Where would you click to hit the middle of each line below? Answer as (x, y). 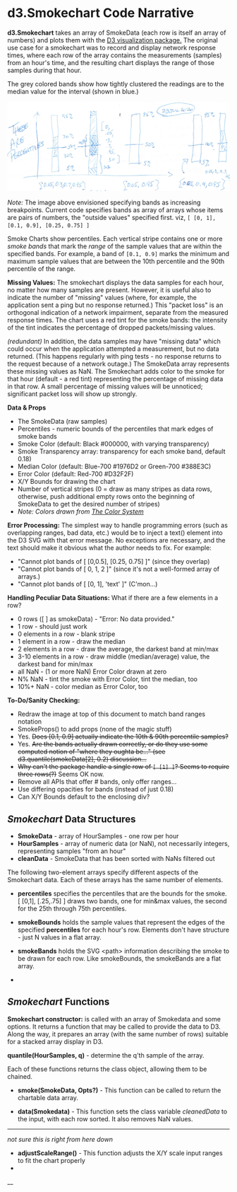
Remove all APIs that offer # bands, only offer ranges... (97, 782)
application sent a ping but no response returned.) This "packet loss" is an (115, 305)
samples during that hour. (45, 70)
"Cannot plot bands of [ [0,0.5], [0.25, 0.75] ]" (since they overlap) (114, 562)
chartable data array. (48, 1097)
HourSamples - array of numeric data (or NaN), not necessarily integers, (123, 844)
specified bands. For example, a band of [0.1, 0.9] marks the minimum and (119, 254)
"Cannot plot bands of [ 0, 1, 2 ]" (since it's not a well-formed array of (119, 569)
